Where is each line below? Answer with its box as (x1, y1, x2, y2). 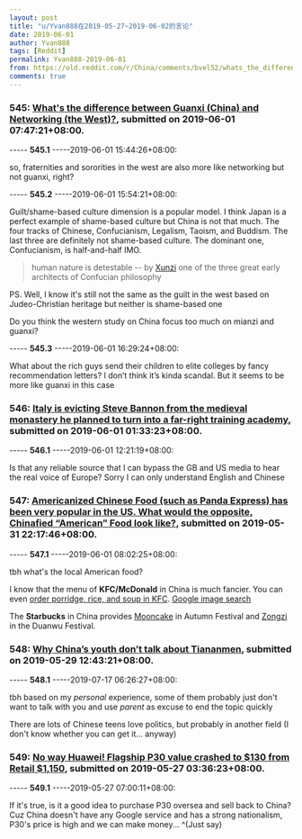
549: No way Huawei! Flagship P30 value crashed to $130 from (9, 751, 290, 763)
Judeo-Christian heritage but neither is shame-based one (9, 299, 223, 310)
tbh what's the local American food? (9, 566, 144, 577)
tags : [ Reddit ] (9, 47, 67, 56)
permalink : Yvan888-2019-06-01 (9, 55, 127, 64)
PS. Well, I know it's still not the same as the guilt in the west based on (9, 289, 270, 300)
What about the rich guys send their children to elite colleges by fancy (9, 361, 270, 372)
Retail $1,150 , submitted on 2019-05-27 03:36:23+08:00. (9, 762, 265, 774)
